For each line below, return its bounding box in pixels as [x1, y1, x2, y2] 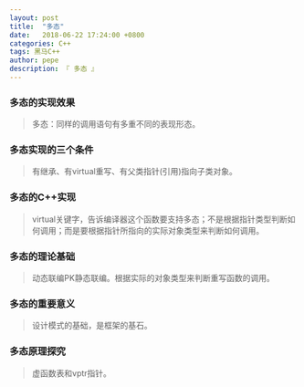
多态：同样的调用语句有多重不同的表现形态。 [31, 119, 201, 130]
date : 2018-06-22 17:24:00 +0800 [9, 30, 145, 39]
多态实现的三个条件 [9, 143, 94, 156]
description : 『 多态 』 [9, 65, 99, 74]
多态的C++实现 [9, 191, 77, 204]
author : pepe [9, 56, 59, 65]
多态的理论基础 [9, 250, 76, 263]
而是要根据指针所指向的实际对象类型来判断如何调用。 [63, 225, 265, 235]
